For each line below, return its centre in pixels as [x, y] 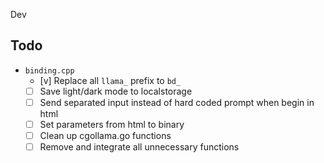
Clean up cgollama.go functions [105, 135]
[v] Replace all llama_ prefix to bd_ [110, 80]
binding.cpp [49, 70]
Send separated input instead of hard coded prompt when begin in [177, 102]
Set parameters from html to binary [112, 124]
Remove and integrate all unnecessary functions [139, 147]
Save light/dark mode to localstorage [116, 91]
